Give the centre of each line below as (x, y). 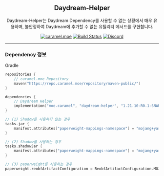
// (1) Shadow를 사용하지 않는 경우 (38, 119)
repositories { (20, 75)
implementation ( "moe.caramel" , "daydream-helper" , (66, 106)
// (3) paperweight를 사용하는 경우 (39, 164)
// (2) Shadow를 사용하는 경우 (33, 142)
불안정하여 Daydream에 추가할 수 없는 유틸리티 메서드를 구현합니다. (89, 26)
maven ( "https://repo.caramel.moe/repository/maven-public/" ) (77, 83)
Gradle (12, 66)
